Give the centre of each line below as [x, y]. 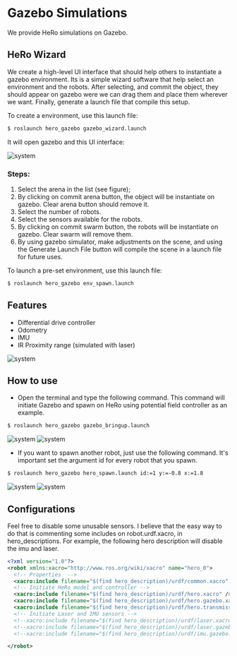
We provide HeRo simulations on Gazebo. [68, 32]
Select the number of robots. [59, 211]
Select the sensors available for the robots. [80, 219]
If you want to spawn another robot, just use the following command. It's [123, 453]
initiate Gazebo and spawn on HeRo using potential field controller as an [122, 405]
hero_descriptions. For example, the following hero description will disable [115, 541]
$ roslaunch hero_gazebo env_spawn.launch [71, 283]
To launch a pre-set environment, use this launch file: [85, 270]
